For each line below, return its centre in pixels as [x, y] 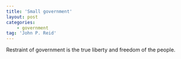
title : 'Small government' [39, 11]
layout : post [22, 17]
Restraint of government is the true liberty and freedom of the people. [91, 50]
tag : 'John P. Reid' [32, 33]
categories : [21, 22]
